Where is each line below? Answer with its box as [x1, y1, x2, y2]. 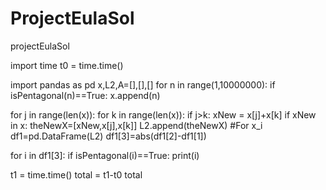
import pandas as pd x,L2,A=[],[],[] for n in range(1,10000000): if [10, 78, 276, 91]
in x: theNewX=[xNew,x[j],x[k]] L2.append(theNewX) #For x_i [10, 119, 263, 131]
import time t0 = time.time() [10, 59, 124, 71]
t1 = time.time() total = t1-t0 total [10, 168, 143, 181]
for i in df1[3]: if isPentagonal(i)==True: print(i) [10, 149, 200, 161]
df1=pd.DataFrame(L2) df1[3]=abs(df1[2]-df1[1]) [10, 130, 207, 142]
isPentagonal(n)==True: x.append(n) [10, 89, 161, 101]
